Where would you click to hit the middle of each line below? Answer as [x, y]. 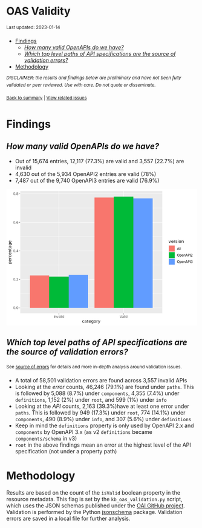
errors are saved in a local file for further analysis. [68, 518]
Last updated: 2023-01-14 [33, 27]
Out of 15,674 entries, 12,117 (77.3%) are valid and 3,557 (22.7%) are [99, 161]
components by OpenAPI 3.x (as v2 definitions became [83, 432]
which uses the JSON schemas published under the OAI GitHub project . [96, 506]
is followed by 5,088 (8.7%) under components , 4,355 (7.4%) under [97, 393]
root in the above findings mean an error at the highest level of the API [103, 445]
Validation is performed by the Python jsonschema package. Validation [94, 512]
